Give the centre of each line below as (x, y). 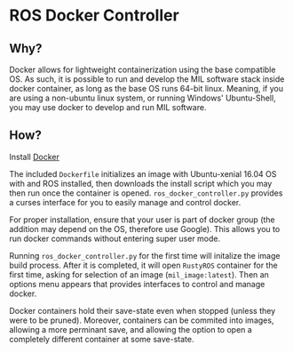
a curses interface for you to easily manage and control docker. (125, 202)
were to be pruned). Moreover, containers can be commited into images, (142, 320)
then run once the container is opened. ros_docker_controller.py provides (146, 193)
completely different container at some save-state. (102, 339)
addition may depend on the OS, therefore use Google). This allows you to (145, 229)
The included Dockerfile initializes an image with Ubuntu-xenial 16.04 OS (143, 173)
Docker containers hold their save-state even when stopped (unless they (143, 310)
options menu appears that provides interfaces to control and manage (137, 284)
